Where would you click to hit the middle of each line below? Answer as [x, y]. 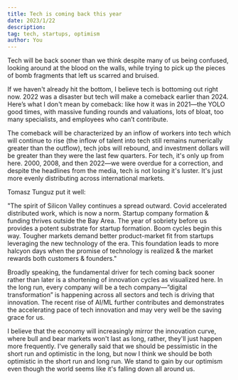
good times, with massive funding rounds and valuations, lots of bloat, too [115, 112]
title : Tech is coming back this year [65, 14]
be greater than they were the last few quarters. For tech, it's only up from [116, 156]
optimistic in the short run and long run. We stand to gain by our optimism [115, 362]
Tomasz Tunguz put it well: [47, 192]
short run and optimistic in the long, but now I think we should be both [110, 354]
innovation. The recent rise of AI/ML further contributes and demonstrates [116, 303]
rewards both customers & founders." [62, 259]
